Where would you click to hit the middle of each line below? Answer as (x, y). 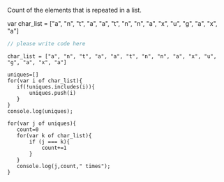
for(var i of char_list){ (45, 81)
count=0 (28, 129)
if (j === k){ (50, 142)
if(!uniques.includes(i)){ (56, 86)
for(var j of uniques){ (42, 123)
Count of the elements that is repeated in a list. (74, 10)
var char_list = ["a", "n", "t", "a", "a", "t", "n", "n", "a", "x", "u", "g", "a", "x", (112, 23)
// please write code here (46, 44)
